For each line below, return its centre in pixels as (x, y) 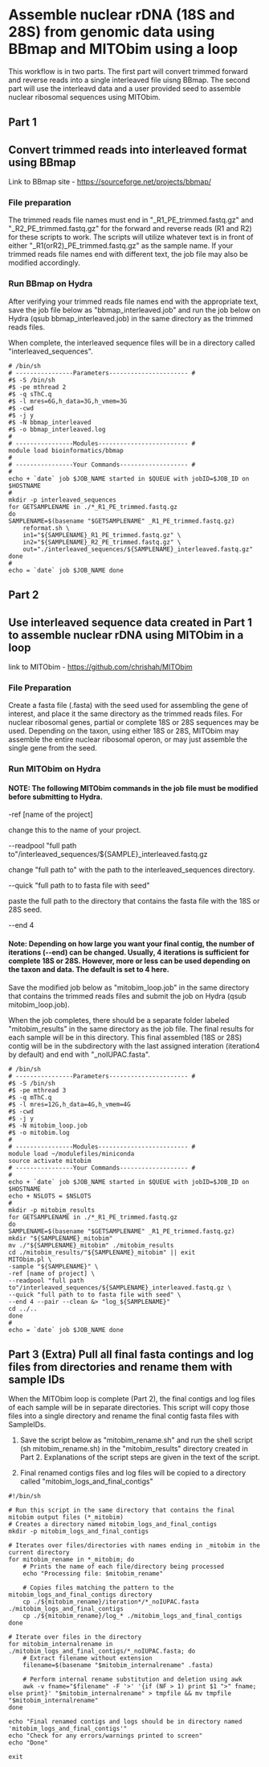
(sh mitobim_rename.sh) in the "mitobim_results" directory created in (134, 1449)
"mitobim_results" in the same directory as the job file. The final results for (131, 1028)
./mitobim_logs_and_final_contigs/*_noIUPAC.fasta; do (102, 1651)
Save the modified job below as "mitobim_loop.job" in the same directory (129, 987)
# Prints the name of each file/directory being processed (124, 1567)
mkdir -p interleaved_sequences (62, 500)
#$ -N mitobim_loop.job (48, 1125)
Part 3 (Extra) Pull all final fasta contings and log (131, 1354)
